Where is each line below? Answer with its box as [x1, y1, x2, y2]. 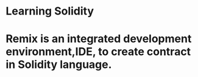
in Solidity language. [5, 58, 112, 72]
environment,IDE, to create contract [5, 45, 191, 59]
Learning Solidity [5, 4, 94, 18]
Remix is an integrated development [5, 32, 192, 46]
